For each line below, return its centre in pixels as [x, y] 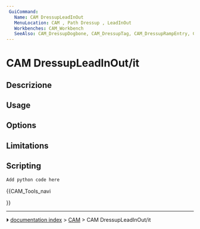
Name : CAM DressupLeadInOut [49, 17]
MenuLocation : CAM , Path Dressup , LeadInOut [73, 23]
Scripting [24, 166]
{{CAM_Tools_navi [29, 191]
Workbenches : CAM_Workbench [49, 28]
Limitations [27, 145]
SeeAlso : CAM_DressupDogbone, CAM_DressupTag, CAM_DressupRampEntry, [102, 34]
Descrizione [29, 85]
